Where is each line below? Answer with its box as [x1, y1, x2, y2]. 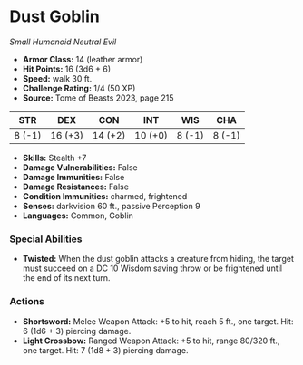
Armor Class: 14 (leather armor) [22, 53, 143, 64]
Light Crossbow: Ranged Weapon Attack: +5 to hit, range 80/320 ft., [22, 335, 280, 346]
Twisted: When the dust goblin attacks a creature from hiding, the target [22, 254, 295, 264]
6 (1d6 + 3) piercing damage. [22, 325, 132, 336]
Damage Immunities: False [22, 171, 125, 182]
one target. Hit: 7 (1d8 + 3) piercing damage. [22, 344, 189, 355]
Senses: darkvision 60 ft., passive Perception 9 [22, 200, 201, 211]
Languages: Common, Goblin [22, 210, 134, 221]
